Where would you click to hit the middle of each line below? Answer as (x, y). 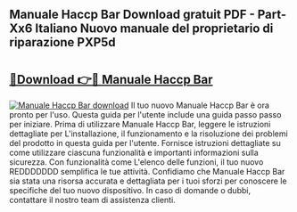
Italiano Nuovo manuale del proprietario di (154, 29)
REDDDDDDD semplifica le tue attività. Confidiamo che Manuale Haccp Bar (147, 171)
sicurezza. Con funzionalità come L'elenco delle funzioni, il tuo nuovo (136, 162)
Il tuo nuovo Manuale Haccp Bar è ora (200, 105)
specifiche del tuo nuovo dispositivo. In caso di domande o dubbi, (130, 190)
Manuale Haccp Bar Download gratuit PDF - (132, 15)
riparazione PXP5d (62, 42)
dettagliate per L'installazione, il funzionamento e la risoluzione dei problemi (148, 134)
